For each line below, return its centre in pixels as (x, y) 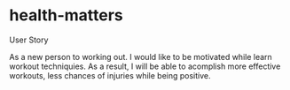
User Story (29, 40)
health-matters (66, 15)
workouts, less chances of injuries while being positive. (110, 75)
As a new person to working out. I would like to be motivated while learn (141, 56)
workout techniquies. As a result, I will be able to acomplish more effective (145, 66)
